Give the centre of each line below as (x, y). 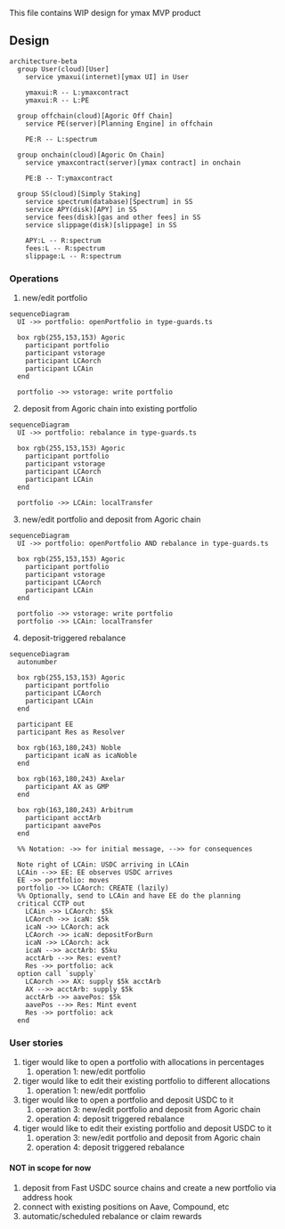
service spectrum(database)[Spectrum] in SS (109, 201)
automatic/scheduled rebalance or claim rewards (112, 1216)
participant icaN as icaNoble (81, 756)
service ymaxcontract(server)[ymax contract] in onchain (133, 163)
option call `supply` (57, 974)
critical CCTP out (52, 904)
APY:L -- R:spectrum (63, 240)
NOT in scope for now (50, 1168)
